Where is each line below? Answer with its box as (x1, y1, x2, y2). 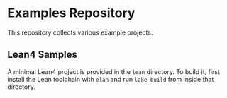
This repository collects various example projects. (7, 28, 153, 37)
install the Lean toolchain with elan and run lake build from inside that (7, 75, 214, 83)
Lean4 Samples (7, 49, 78, 61)
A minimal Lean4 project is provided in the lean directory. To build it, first (7, 67, 220, 75)
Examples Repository (7, 5, 135, 21)
